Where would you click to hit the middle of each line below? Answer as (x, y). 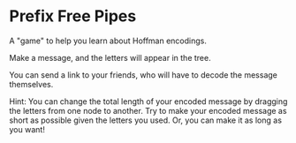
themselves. (31, 84)
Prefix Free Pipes (73, 16)
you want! (27, 129)
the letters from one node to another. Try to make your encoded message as (148, 110)
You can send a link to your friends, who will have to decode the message (144, 75)
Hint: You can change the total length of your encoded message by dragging (148, 101)
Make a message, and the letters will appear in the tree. (110, 57)
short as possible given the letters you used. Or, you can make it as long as (146, 120)
